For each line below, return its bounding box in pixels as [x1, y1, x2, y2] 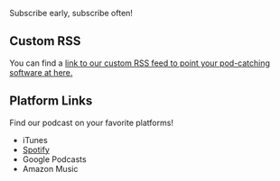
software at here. [9, 67, 73, 77]
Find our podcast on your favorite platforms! [9, 117, 174, 128]
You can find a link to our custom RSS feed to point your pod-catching [9, 58, 271, 68]
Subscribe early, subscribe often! [9, 8, 134, 18]
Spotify [22, 144, 50, 155]
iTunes [22, 134, 48, 145]
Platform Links [9, 94, 93, 109]
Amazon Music [22, 163, 79, 174]
